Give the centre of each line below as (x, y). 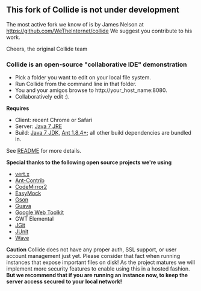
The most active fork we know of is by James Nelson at (75, 24)
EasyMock (28, 193)
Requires (18, 108)
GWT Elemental (34, 219)
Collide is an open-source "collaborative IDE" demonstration (97, 64)
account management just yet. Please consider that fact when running (93, 256)
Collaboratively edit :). (42, 97)
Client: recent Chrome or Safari (54, 120)
